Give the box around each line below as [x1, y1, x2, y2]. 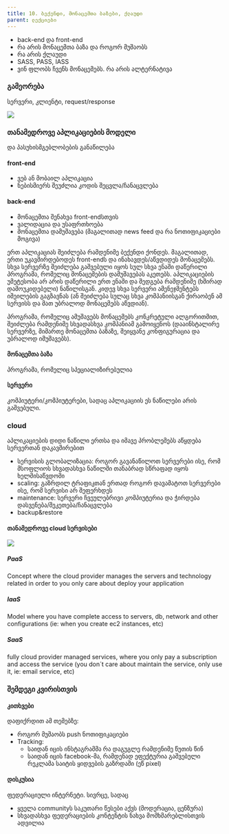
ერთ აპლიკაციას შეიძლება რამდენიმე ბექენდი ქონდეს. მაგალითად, [7, 248, 208, 256]
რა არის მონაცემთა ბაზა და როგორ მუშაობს [17, 43, 148, 51]
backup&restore [17, 509, 63, 517]
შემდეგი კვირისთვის [7, 685, 78, 694]
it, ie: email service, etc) [7, 667, 75, 676]
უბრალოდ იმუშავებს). [7, 334, 72, 343]
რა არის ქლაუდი [17, 50, 67, 58]
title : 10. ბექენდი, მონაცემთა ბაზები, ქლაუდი [7, 10, 143, 17]
